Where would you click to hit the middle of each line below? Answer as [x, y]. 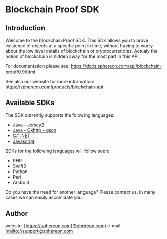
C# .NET [21, 135]
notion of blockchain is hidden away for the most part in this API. [73, 56]
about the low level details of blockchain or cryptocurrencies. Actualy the [81, 51]
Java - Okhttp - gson [34, 130]
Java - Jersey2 [28, 125]
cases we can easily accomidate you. [44, 197]
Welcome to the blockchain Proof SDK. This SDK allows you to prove [77, 40]
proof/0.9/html [20, 72]
